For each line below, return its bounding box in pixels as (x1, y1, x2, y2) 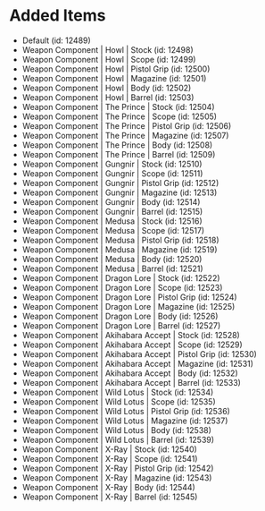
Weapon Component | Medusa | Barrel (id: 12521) (21, 263, 203, 274)
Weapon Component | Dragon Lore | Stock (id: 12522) (21, 272, 220, 283)
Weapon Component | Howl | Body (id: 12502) (21, 82, 192, 93)
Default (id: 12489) (21, 35, 91, 46)
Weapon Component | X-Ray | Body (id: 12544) (21, 481, 196, 492)
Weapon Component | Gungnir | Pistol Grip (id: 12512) (21, 177, 219, 188)
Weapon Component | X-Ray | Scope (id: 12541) (21, 453, 198, 464)
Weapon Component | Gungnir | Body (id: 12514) (21, 196, 201, 207)
